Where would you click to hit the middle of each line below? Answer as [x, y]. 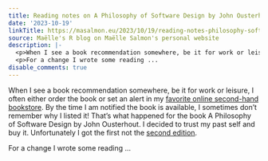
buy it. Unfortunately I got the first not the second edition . [103, 132]
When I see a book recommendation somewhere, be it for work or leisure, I [131, 90]
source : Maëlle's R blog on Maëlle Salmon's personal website [114, 38]
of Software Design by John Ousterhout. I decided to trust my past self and [132, 124]
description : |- [35, 45]
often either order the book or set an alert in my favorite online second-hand [134, 98]
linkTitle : [26, 30]
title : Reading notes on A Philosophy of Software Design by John [121, 16]
